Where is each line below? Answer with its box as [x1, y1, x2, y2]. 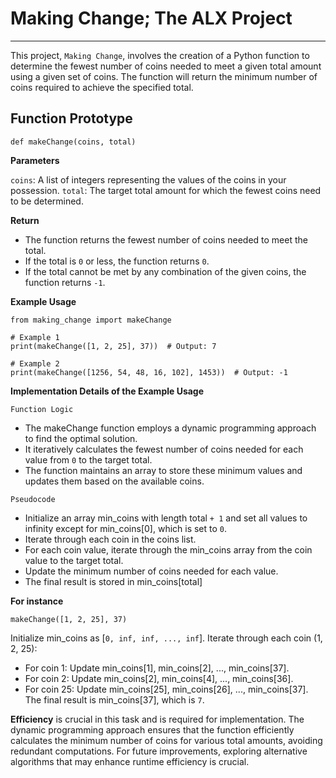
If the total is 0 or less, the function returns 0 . [24, 255, 210, 267]
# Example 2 [10, 358, 60, 369]
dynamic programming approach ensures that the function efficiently [10, 723, 295, 736]
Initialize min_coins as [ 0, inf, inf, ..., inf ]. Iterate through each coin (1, [10, 632, 323, 644]
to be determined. [10, 195, 84, 207]
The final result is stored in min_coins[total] [24, 575, 203, 587]
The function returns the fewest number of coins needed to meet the [24, 233, 308, 246]
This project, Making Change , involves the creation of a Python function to [10, 49, 310, 61]
